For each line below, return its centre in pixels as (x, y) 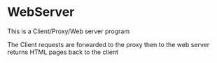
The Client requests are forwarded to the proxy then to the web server (108, 44)
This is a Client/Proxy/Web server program (69, 31)
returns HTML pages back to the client (63, 52)
